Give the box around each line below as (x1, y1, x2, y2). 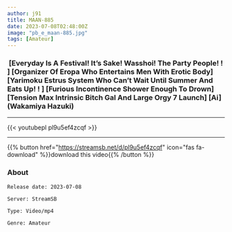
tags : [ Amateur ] (7, 36, 54, 43)
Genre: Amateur (7, 220, 51, 226)
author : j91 (7, 10, 41, 17)
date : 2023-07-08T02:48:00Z (7, 23, 88, 30)
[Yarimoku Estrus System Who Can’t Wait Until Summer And (7, 76, 213, 85)
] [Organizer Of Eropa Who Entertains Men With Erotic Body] (7, 67, 213, 76)
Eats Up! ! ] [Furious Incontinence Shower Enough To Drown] (7, 84, 214, 94)
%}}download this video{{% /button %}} (39, 151, 155, 159)
